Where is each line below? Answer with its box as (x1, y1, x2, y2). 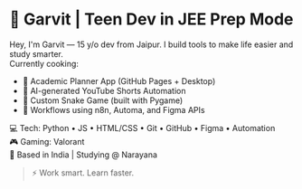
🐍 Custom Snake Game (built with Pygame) (22, 95, 184, 106)
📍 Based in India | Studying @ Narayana (9, 149, 158, 160)
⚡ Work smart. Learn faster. (31, 167, 135, 178)
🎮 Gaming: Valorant (9, 136, 85, 146)
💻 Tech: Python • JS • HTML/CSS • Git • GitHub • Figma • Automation (9, 122, 276, 133)
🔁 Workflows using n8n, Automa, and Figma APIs (22, 104, 205, 115)
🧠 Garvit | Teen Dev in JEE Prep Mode (9, 9, 294, 30)
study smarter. (9, 48, 63, 59)
